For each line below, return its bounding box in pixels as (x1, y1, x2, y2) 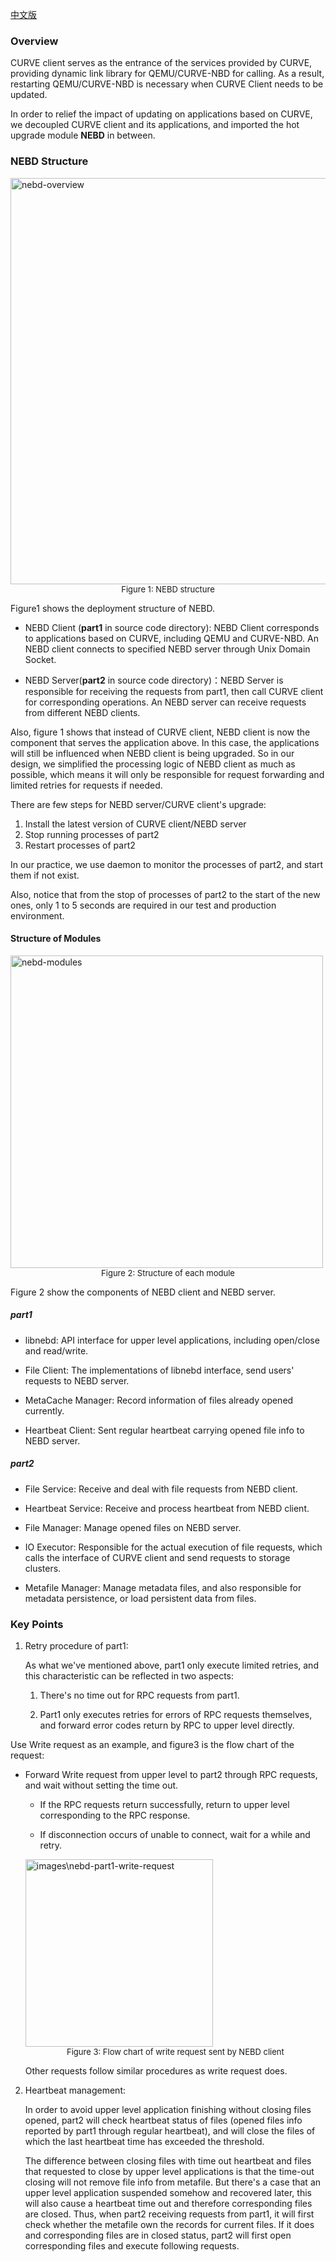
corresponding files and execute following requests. (24, 2240, 240, 2252)
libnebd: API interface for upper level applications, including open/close (24, 1334, 320, 1346)
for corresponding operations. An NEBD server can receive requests (24, 696, 307, 708)
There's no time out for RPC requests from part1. (39, 1689, 240, 1702)
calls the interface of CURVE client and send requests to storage (24, 1551, 291, 1563)
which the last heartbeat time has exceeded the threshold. (24, 2136, 265, 2148)
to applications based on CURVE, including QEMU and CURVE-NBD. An (24, 632, 319, 644)
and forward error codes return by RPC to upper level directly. (39, 1719, 295, 1732)
